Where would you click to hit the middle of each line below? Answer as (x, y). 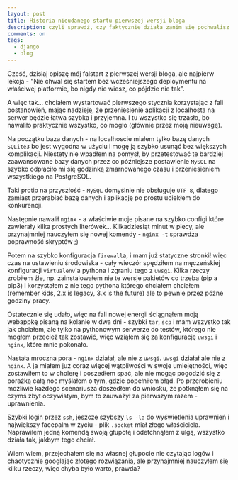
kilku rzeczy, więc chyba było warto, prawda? (74, 468)
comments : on (27, 34)
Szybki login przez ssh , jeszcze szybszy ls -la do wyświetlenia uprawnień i (119, 417)
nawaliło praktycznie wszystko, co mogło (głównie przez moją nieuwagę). (115, 125)
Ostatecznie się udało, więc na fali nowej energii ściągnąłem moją (103, 314)
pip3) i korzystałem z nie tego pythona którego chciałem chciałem (103, 285)
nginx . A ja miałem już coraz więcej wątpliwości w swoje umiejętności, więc (118, 365)
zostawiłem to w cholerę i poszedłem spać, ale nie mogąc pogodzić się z (114, 373)
